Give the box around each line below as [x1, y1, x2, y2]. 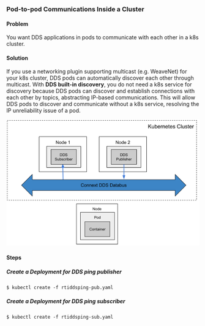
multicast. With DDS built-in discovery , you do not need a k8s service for [6, 81, 192, 88]
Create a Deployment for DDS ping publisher [6, 268, 122, 275]
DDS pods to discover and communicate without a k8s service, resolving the [6, 100, 199, 108]
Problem [6, 20, 29, 28]
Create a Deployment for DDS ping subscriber [6, 297, 125, 305]
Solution [6, 54, 29, 61]
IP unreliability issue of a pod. [6, 107, 81, 115]
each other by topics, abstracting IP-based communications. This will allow [6, 94, 196, 101]
